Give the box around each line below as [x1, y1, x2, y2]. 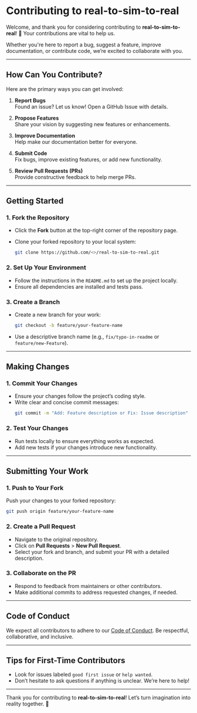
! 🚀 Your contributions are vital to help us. [15, 29, 116, 36]
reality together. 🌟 [6, 700, 49, 708]
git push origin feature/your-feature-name [6, 509, 114, 515]
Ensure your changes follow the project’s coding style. [14, 393, 146, 400]
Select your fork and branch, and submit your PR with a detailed [14, 548, 169, 555]
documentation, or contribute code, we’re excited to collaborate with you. [6, 47, 184, 54]
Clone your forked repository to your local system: [14, 238, 137, 245]
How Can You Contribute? [6, 70, 103, 80]
